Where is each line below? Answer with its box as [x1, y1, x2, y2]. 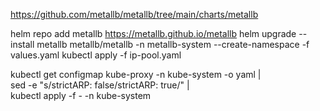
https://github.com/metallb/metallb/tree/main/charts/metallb [10, 9, 259, 20]
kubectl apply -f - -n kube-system [10, 90, 152, 101]
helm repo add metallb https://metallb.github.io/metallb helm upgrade [10, 28, 297, 39]
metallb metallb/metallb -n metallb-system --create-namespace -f [36, 39, 310, 50]
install [10, 39, 35, 50]
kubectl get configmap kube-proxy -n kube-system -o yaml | [10, 69, 262, 80]
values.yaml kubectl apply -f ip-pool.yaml [10, 49, 182, 61]
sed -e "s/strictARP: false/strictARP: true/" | [10, 79, 190, 91]
